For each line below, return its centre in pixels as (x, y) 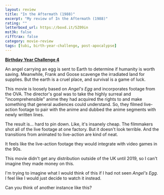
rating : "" (16, 23)
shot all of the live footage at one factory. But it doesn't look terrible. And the (82, 129)
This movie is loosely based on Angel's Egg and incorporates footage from (80, 89)
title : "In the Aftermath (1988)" (40, 14)
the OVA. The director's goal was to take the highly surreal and (68, 94)
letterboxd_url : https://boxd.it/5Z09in (47, 28)
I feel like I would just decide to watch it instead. (53, 178)
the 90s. (13, 149)
